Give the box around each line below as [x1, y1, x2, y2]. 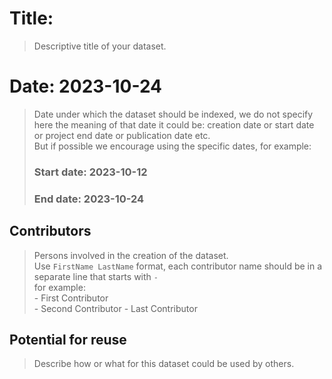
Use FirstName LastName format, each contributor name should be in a [33, 260, 323, 272]
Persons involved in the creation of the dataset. [33, 249, 229, 261]
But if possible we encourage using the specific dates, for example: [33, 140, 312, 152]
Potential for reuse [9, 331, 127, 348]
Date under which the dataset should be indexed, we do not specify [33, 108, 314, 120]
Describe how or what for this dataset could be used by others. [33, 358, 295, 370]
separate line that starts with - [33, 270, 159, 282]
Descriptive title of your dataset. [33, 40, 167, 52]
